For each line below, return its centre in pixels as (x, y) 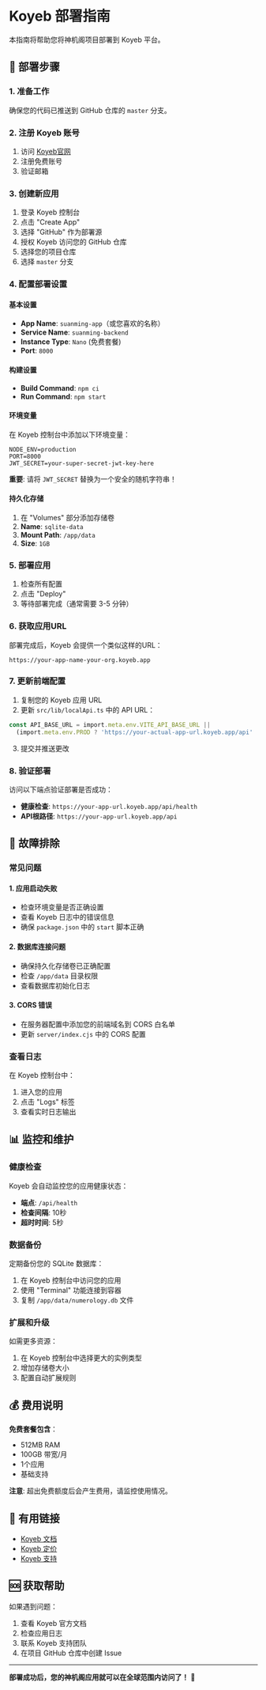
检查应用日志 (41, 1633)
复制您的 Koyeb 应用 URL (61, 700)
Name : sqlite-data (52, 526)
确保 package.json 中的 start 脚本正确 (82, 927)
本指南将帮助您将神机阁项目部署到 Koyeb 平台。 (87, 40)
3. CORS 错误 (31, 1005)
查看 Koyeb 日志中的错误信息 (67, 917)
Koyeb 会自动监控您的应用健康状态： (69, 1185)
